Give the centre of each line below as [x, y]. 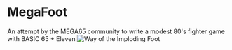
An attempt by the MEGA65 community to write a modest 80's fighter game [116, 31]
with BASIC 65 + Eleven [41, 38]
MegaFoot [37, 12]
